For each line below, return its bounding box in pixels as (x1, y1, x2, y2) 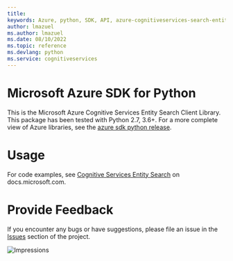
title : (7, 10, 26, 17)
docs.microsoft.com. (7, 178, 67, 186)
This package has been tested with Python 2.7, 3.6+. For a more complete (7, 115, 218, 124)
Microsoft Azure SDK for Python (7, 85, 196, 101)
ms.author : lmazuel (7, 29, 64, 37)
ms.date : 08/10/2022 (7, 36, 67, 43)
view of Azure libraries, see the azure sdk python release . (7, 123, 172, 131)
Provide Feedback (7, 202, 114, 217)
